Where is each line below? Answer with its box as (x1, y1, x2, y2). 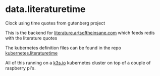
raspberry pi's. (5, 65, 36, 71)
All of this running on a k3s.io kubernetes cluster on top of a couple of (5, 59, 151, 65)
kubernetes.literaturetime (5, 50, 58, 56)
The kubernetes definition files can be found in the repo (5, 44, 121, 50)
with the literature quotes (5, 35, 58, 41)
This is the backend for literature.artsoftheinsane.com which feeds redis (5, 29, 155, 35)
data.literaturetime (5, 3, 86, 15)
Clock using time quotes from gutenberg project (5, 20, 105, 26)
